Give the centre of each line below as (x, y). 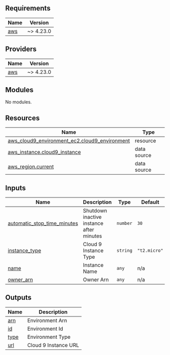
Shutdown (95, 211)
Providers (21, 49)
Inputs (16, 188)
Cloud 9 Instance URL (53, 345)
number (124, 223)
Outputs (18, 298)
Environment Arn (47, 320)
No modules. (18, 102)
